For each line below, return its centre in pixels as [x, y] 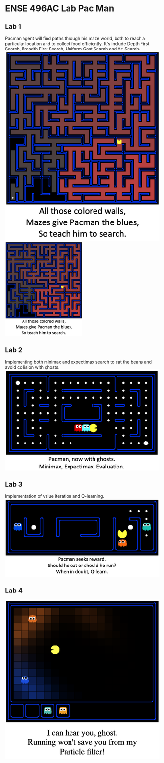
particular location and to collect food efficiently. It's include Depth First [77, 44]
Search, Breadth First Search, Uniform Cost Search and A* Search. [73, 49]
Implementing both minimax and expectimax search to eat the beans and [79, 362]
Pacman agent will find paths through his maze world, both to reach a [75, 38]
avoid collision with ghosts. [32, 367]
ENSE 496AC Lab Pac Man [59, 9]
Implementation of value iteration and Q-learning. [55, 496]
